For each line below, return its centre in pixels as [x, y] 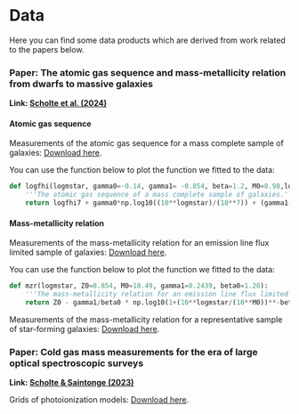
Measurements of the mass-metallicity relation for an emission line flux [139, 243]
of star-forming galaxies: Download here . [85, 329]
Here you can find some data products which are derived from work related [148, 40]
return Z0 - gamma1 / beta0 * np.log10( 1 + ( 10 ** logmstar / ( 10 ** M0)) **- [153, 303]
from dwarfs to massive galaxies [81, 84]
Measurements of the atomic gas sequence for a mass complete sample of [147, 143]
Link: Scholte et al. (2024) [58, 103]
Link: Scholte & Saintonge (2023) [72, 383]
